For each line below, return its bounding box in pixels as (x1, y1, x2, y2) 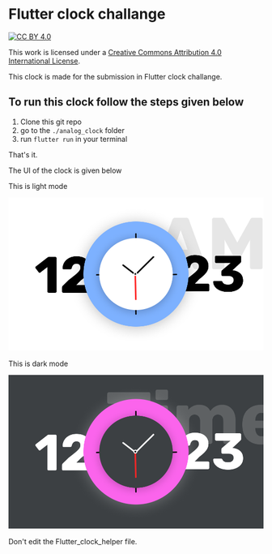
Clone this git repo (19, 117, 83, 127)
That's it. (8, 149, 38, 159)
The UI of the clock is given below (8, 165, 122, 175)
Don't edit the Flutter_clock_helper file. (8, 536, 138, 546)
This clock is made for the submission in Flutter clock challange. (8, 71, 223, 81)
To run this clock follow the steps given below (8, 95, 244, 110)
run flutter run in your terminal (19, 134, 128, 144)
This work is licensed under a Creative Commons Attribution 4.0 (8, 47, 223, 57)
